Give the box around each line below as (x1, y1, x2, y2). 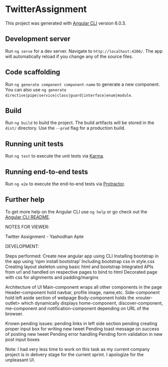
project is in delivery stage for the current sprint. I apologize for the (5, 351, 144, 357)
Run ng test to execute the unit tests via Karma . (5, 153, 104, 159)
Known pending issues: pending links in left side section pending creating (5, 320, 157, 326)
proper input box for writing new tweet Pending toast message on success (5, 325, 159, 332)
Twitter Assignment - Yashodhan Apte (5, 233, 84, 239)
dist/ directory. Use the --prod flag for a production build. (5, 125, 125, 131)
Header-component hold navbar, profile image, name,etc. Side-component (5, 289, 160, 295)
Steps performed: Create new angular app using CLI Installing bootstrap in (5, 253, 159, 259)
